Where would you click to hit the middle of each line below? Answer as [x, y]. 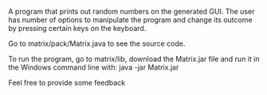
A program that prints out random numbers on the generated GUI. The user [132, 11]
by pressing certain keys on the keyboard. [77, 28]
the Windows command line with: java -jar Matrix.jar [94, 67]
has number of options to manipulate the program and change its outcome [130, 20]
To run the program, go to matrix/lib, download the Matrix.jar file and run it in [134, 59]
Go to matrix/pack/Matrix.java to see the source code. [97, 44]
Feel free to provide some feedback [67, 83]
